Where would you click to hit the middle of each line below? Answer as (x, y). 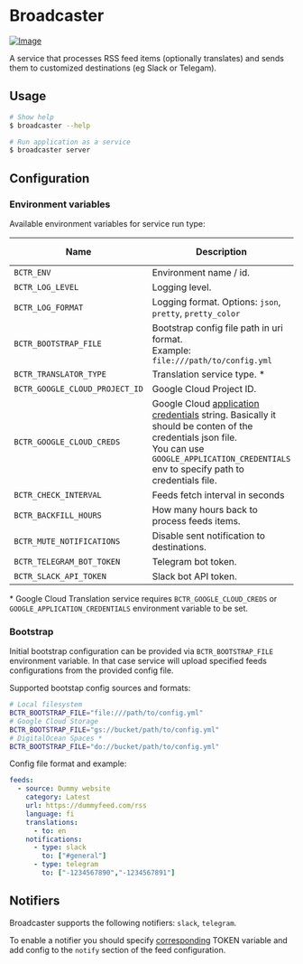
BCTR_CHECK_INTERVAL (58, 495)
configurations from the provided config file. (92, 670)
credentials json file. (194, 437)
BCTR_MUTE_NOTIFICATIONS (67, 541)
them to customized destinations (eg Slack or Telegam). (113, 68)
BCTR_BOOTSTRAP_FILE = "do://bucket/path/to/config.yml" (115, 746)
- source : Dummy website (64, 789)
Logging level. (182, 287)
